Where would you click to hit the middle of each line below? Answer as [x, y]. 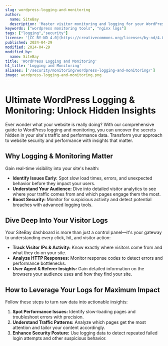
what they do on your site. [39, 253]
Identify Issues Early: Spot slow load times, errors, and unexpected [82, 178]
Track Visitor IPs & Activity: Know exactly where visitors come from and [87, 247]
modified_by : [19, 52]
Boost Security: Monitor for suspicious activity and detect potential [82, 199]
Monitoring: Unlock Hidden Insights [80, 111]
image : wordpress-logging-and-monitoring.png [53, 75]
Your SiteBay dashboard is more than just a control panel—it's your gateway [83, 232]
